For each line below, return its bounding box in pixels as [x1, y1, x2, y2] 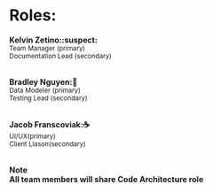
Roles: [9, 5, 57, 26]
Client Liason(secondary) [9, 139, 86, 149]
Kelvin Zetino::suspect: [9, 35, 98, 45]
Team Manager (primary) [9, 43, 86, 53]
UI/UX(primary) [9, 132, 56, 141]
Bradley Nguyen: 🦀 [9, 76, 78, 87]
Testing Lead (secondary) [9, 94, 88, 103]
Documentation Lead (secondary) [9, 51, 113, 60]
